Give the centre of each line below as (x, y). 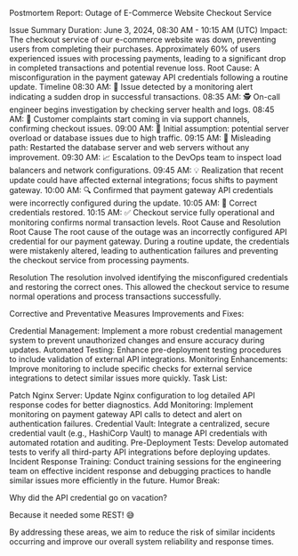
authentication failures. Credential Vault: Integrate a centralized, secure (140, 423)
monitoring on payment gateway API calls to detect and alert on (126, 414)
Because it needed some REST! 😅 (72, 515)
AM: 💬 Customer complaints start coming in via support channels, (129, 119)
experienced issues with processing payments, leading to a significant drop (148, 58)
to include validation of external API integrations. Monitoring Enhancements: (149, 359)
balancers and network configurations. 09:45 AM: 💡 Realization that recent (146, 170)
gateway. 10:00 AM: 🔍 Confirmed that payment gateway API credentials (141, 190)
